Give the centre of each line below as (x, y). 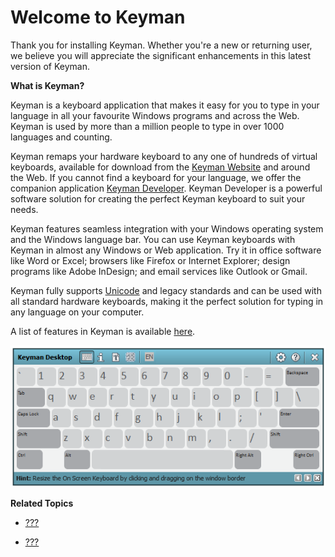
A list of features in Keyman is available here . (103, 331)
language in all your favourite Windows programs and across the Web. (155, 115)
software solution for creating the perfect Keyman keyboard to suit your (158, 198)
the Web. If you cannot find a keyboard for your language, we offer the (156, 177)
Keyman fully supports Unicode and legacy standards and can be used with (166, 290)
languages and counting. (61, 137)
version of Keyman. (50, 66)
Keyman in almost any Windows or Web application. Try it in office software (166, 250)
